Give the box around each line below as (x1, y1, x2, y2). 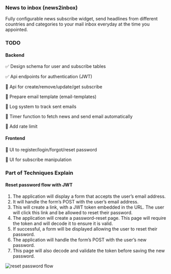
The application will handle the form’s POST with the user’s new (12, 237, 147, 243)
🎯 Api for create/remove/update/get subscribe (5, 84, 103, 90)
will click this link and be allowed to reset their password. (12, 209, 133, 216)
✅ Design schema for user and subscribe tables (5, 63, 106, 70)
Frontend (5, 135, 26, 142)
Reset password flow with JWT (5, 182, 73, 188)
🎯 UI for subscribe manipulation (5, 156, 72, 163)
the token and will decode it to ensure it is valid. (12, 220, 113, 226)
